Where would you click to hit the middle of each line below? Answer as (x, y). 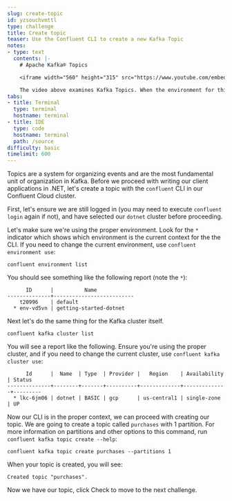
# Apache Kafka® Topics (54, 65)
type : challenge (30, 26)
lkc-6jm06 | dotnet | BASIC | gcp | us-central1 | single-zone (120, 398)
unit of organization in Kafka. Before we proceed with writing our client (108, 181)
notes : (17, 46)
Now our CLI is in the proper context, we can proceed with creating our (108, 417)
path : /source (33, 141)
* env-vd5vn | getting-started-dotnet (69, 308)
